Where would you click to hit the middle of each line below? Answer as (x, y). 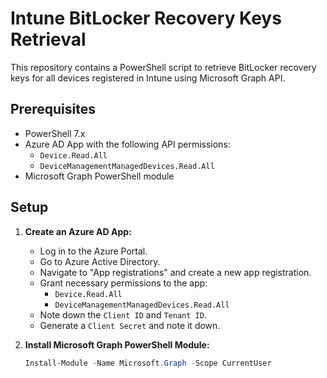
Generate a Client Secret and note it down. (130, 325)
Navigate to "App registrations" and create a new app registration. (175, 272)
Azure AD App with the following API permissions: (127, 144)
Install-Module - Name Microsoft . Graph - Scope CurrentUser (148, 363)
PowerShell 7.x (55, 133)
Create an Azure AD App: (78, 231)
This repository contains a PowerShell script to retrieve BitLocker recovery (163, 67)
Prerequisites (53, 109)
